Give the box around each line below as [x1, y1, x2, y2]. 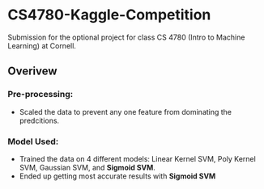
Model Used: [7, 136, 59, 147]
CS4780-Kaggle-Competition [7, 6, 211, 24]
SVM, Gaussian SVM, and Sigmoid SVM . [19, 162, 155, 172]
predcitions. [19, 115, 60, 125]
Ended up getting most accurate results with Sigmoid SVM [19, 171, 216, 181]
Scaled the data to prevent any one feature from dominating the [19, 107, 232, 116]
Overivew [7, 65, 57, 78]
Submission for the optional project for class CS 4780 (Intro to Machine [7, 32, 245, 42]
